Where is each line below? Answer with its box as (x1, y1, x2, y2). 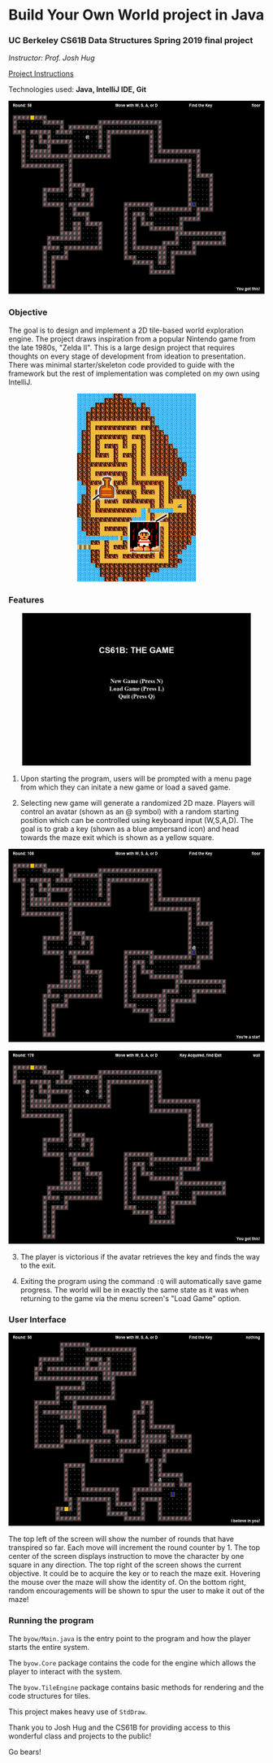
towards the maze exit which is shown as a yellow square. (19, 833, 214, 842)
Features (8, 594, 45, 605)
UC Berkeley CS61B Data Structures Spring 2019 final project (8, 35, 253, 46)
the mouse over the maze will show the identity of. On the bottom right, (8, 1578, 246, 1587)
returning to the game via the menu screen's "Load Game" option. (19, 1294, 241, 1304)
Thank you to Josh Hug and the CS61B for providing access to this (8, 1722, 231, 1732)
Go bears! (8, 1747, 42, 1756)
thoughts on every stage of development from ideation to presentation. (8, 351, 246, 361)
